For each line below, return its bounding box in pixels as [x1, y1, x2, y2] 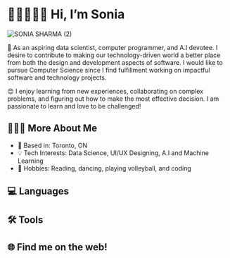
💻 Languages [7, 185, 69, 197]
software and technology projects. [7, 73, 107, 82]
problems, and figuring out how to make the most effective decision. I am [7, 94, 219, 103]
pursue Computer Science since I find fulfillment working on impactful [7, 66, 210, 74]
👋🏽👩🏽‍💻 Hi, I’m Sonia [7, 6, 125, 23]
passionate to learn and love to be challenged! [7, 102, 141, 110]
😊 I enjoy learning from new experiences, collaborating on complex [7, 87, 204, 95]
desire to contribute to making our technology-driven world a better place [7, 51, 221, 59]
